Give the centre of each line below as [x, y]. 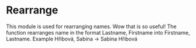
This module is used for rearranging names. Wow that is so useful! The [91, 26]
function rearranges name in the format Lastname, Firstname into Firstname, [98, 32]
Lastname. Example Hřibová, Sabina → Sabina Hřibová [72, 39]
